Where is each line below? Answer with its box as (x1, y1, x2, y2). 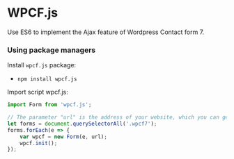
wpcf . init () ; (19, 140, 58, 147)
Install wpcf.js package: (7, 61, 77, 69)
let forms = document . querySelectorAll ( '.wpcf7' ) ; (7, 120, 157, 127)
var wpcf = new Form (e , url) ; (19, 133, 108, 140)
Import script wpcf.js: (7, 88, 68, 97)
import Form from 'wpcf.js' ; (7, 101, 92, 108)
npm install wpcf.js (17, 76, 77, 83)
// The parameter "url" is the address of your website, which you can (7, 114, 219, 121)
